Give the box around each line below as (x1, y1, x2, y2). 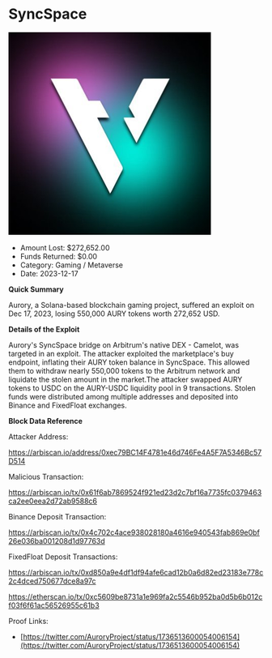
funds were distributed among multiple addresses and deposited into (8, 391, 239, 401)
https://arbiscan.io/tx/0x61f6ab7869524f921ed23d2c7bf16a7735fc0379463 (8, 487, 262, 497)
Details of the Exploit (8, 324, 80, 334)
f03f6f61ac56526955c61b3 (8, 600, 100, 610)
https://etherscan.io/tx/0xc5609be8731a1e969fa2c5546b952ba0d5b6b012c (8, 592, 263, 601)
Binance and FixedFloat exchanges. (8, 400, 127, 410)
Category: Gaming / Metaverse (19, 260, 124, 270)
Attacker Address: (8, 431, 69, 442)
